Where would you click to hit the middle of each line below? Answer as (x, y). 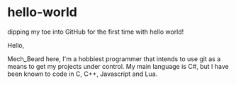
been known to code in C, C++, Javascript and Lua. (83, 74)
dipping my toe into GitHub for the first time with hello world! (96, 32)
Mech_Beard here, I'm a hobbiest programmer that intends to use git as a (114, 59)
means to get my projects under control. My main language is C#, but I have (118, 66)
